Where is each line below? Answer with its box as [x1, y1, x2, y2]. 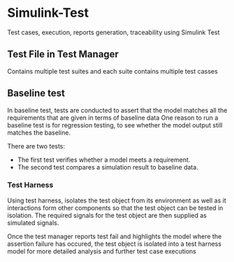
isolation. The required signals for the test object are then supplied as [7, 211, 207, 219]
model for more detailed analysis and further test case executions [7, 247, 197, 255]
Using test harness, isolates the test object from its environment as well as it [7, 196, 226, 205]
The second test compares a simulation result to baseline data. [17, 163, 199, 171]
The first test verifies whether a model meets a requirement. [17, 156, 191, 164]
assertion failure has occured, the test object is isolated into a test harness [7, 240, 222, 248]
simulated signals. [7, 219, 59, 227]
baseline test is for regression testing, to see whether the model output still [7, 120, 223, 129]
